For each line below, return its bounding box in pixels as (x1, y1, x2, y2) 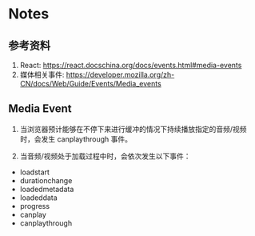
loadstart (19, 167, 50, 177)
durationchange (19, 175, 73, 185)
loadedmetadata (19, 184, 74, 194)
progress (19, 201, 50, 210)
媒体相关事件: (19, 70, 65, 79)
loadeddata (19, 193, 58, 202)
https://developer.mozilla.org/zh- (66, 70, 175, 79)
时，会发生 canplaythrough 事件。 (19, 134, 133, 144)
